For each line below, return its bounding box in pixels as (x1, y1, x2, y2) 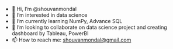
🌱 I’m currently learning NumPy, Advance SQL (11, 18, 123, 24)
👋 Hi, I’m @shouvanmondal (11, 6, 77, 12)
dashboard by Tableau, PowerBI (11, 30, 89, 37)
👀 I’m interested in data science (11, 12, 88, 18)
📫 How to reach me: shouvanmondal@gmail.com (11, 36, 132, 43)
